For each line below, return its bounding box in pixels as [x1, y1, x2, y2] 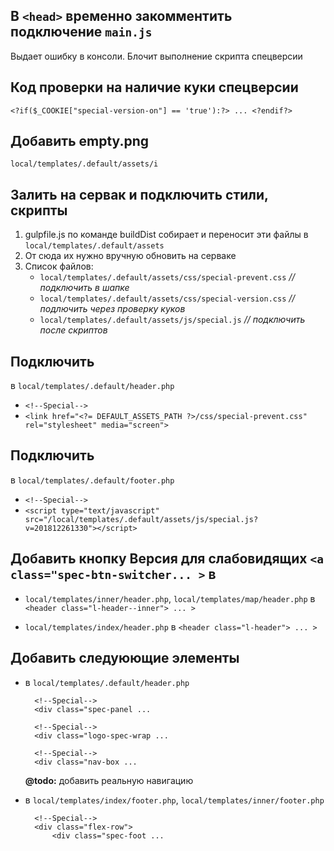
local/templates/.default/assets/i [10, 159, 159, 169]
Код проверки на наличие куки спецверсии [10, 79, 299, 96]
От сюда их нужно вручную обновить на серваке [24, 250, 237, 262]
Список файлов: [24, 260, 94, 273]
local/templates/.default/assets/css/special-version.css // [39, 292, 296, 304]
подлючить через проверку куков [39, 303, 186, 315]
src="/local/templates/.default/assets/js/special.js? [24, 514, 259, 524]
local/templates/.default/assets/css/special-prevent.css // [39, 271, 296, 283]
